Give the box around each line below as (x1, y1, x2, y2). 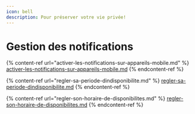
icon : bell (6, 8, 33, 15)
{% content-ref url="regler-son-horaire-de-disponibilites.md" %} (6, 95, 165, 102)
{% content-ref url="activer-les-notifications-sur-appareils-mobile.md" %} (6, 59, 189, 66)
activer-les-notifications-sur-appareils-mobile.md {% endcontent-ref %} (6, 66, 184, 73)
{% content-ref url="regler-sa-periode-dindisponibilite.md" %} (6, 77, 161, 84)
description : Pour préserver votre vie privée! (6, 14, 127, 20)
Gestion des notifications (6, 40, 134, 53)
